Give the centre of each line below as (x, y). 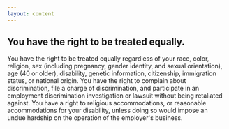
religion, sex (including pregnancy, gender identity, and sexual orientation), (115, 66)
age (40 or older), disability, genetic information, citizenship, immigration (112, 73)
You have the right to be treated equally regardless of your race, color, (108, 59)
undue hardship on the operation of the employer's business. (95, 118)
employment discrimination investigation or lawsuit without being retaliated (115, 96)
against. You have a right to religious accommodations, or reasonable (107, 103)
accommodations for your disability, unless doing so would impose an (108, 111)
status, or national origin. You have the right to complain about (97, 81)
